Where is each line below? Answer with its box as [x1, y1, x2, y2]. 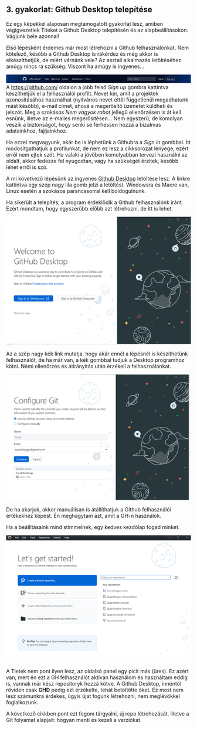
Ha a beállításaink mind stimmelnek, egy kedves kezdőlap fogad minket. [6, 523, 180, 530]
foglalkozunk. [6, 699, 39, 706]
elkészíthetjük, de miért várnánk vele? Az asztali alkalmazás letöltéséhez [6, 56, 182, 63]
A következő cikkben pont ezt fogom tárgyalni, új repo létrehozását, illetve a [6, 710, 189, 717]
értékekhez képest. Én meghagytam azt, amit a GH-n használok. [6, 512, 162, 519]
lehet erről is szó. [6, 164, 48, 171]
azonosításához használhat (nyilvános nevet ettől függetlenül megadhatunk [6, 96, 189, 103]
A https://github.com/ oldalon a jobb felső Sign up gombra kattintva [6, 84, 169, 91]
